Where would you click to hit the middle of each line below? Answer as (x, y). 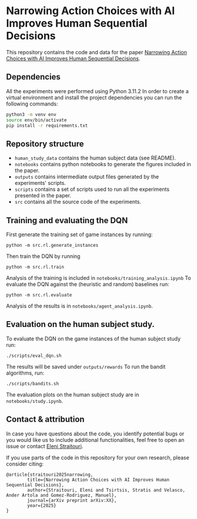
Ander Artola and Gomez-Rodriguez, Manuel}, (61, 495)
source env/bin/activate (36, 120)
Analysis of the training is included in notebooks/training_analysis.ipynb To (98, 278)
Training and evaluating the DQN (67, 220)
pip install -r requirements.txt (47, 125)
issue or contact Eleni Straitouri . (45, 446)
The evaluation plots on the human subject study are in (73, 394)
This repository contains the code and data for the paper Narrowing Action (96, 52)
